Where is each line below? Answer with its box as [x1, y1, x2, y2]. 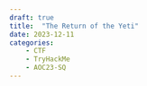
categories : [9, 38, 54, 47]
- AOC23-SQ [25, 64, 67, 73]
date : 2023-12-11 [9, 30, 75, 39]
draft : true [9, 13, 54, 22]
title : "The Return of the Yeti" [9, 21, 140, 30]
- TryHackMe [25, 55, 70, 64]
